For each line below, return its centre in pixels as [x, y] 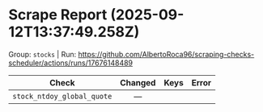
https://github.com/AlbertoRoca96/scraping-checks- [166, 54]
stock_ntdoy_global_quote [62, 96]
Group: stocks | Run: [42, 54]
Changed [138, 82]
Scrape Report [58, 15]
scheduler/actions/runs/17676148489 [71, 63]
